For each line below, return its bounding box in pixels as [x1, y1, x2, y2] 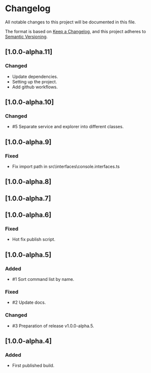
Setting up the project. [12, 79, 57, 84]
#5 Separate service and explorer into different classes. [12, 124, 124, 130]
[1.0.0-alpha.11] [5, 48, 53, 56]
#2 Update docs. [12, 299, 46, 305]
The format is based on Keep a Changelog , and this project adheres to [5, 28, 146, 34]
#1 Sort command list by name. [12, 276, 75, 282]
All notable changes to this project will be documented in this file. [5, 19, 136, 25]
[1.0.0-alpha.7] [5, 194, 51, 202]
